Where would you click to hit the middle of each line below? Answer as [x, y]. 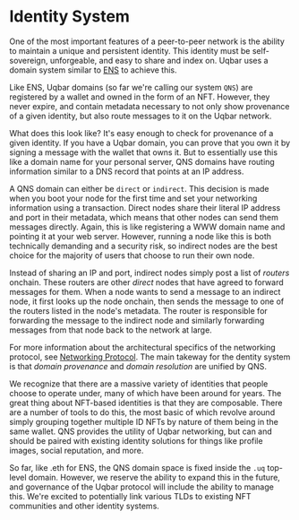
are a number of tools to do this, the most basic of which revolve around [142, 412]
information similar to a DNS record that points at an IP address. [127, 171]
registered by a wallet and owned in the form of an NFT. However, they [140, 97]
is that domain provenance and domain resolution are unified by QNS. [138, 366]
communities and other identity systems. [84, 506]
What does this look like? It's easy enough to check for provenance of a [141, 133]
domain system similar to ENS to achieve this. [93, 70]
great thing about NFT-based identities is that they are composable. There [146, 403]
